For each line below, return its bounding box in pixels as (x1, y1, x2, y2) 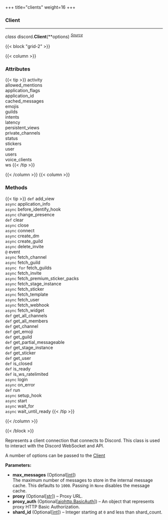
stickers (5, 141, 21, 147)
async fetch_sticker (5, 286, 44, 292)
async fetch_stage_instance (5, 280, 61, 287)
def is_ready (5, 365, 31, 372)
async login (5, 376, 28, 382)
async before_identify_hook (5, 206, 61, 212)
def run (5, 387, 20, 393)
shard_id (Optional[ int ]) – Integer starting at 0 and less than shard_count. (12, 509, 162, 515)
